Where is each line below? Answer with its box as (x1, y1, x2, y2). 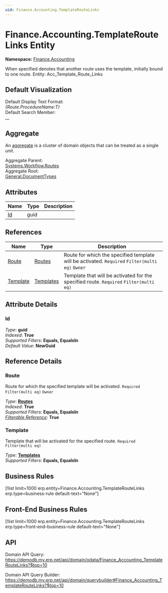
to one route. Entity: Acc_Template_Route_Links (5, 71, 103, 77)
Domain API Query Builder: (5, 571, 60, 577)
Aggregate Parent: (5, 157, 43, 163)
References (5, 228, 42, 236)
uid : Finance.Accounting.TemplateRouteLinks (5, 7, 99, 12)
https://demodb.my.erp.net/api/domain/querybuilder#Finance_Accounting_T (5, 577, 162, 583)
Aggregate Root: (5, 168, 39, 174)
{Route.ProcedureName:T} (5, 104, 60, 110)
